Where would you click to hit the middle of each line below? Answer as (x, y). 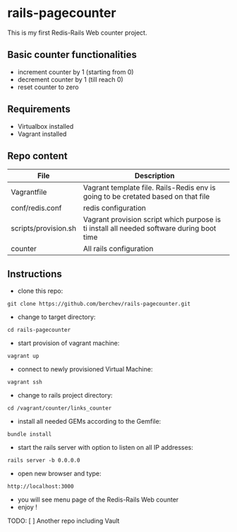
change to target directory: (56, 317)
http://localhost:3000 (41, 487)
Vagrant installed (42, 134)
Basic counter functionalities (72, 55)
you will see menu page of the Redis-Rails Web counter (98, 499)
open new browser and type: (59, 474)
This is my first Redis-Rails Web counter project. (77, 33)
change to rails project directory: (65, 395)
